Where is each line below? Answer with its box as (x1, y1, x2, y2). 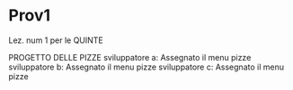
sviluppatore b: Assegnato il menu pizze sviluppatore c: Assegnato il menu (8, 61, 285, 72)
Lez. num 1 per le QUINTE (8, 35, 104, 45)
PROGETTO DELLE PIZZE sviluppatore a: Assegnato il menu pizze (8, 52, 252, 62)
